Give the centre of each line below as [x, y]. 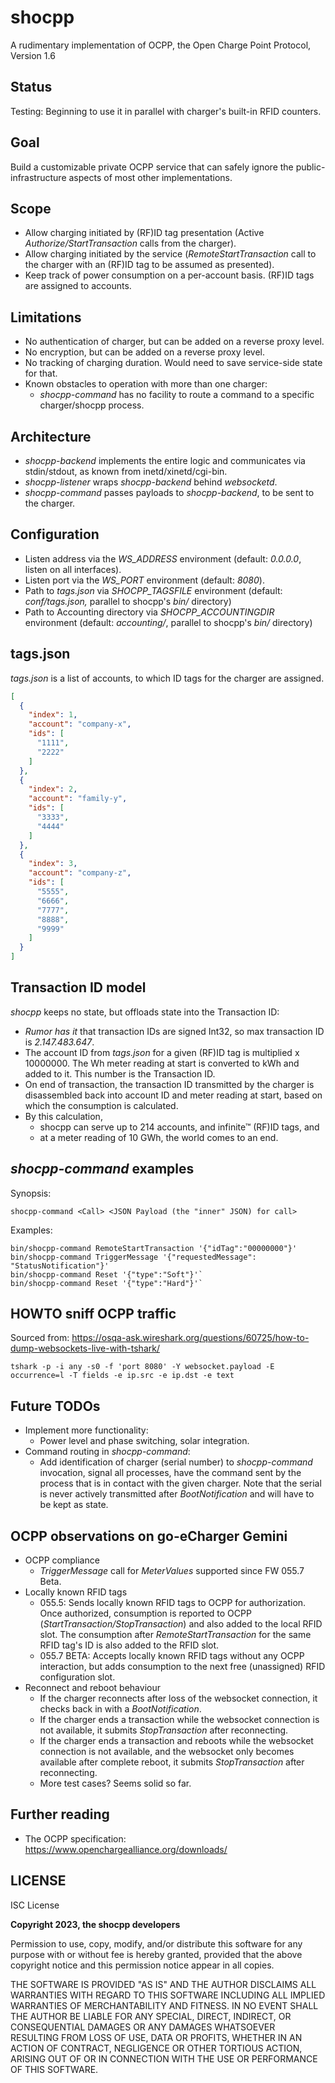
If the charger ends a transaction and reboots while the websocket [176, 1741]
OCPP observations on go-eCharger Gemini [149, 1536]
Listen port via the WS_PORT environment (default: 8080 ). [144, 580]
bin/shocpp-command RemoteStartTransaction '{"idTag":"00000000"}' [154, 1248]
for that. [41, 373]
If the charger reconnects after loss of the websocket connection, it [178, 1698]
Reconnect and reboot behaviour [92, 1688]
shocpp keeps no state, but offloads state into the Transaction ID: [145, 1012]
